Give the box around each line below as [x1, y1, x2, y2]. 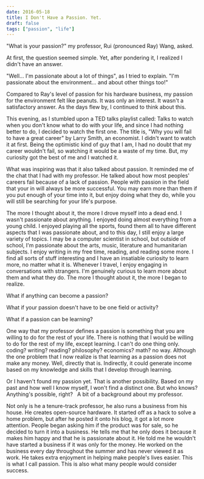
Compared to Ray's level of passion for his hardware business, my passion [6, 90, 193, 98]
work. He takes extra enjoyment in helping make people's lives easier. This [6, 454, 193, 461]
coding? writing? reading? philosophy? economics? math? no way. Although [6, 347, 196, 354]
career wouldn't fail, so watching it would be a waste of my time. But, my [6, 147, 188, 155]
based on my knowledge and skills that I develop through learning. [6, 366, 173, 373]
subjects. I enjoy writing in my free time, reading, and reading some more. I [6, 248, 194, 255]
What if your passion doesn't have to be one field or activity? [6, 304, 159, 311]
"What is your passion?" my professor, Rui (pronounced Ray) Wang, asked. [6, 42, 194, 50]
